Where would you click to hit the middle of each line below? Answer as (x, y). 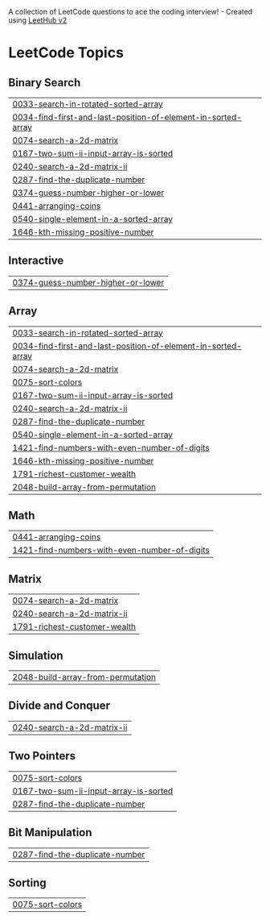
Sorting (27, 883)
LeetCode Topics (66, 53)
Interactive (36, 261)
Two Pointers (42, 756)
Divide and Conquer (59, 706)
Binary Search (45, 83)
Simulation (36, 655)
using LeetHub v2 (38, 20)
